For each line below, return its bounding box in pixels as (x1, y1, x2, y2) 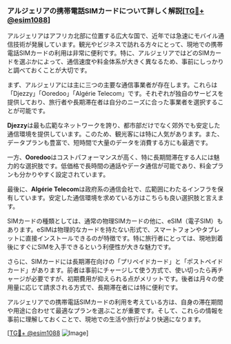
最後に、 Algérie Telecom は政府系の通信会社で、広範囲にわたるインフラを (7, 185, 218, 194)
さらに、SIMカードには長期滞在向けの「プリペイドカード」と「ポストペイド (7, 257, 223, 266)
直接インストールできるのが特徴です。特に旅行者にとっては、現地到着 (25, 234, 223, 243)
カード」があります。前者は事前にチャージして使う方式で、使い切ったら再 (7, 266, 218, 274)
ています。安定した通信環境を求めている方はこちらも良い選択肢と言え (19, 194, 219, 202)
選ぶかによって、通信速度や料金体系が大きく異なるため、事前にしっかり (19, 57, 224, 66)
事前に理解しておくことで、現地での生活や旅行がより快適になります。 (7, 315, 205, 323)
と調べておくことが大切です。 (7, 66, 91, 74)
